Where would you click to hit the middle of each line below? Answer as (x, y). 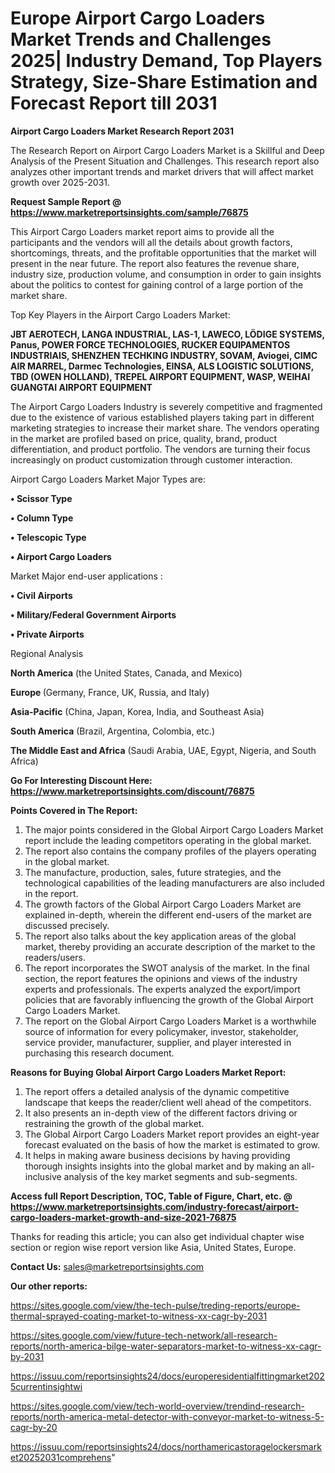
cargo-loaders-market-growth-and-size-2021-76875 (123, 1217)
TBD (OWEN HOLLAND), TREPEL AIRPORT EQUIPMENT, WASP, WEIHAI (160, 376)
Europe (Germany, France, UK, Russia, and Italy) (110, 692)
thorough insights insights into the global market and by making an (162, 1166)
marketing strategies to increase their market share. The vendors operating (165, 428)
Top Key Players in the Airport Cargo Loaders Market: (120, 314)
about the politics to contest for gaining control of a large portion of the (157, 284)
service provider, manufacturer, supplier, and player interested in (158, 1042)
